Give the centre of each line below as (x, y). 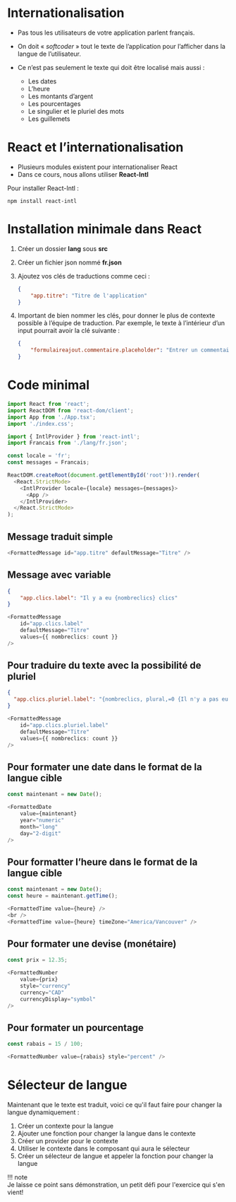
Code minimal (49, 385)
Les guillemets (49, 119)
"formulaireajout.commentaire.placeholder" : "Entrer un (114, 350)
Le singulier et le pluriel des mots (76, 111)
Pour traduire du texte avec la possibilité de (104, 666)
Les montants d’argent (61, 96)
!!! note (18, 1177)
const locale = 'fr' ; (39, 456)
